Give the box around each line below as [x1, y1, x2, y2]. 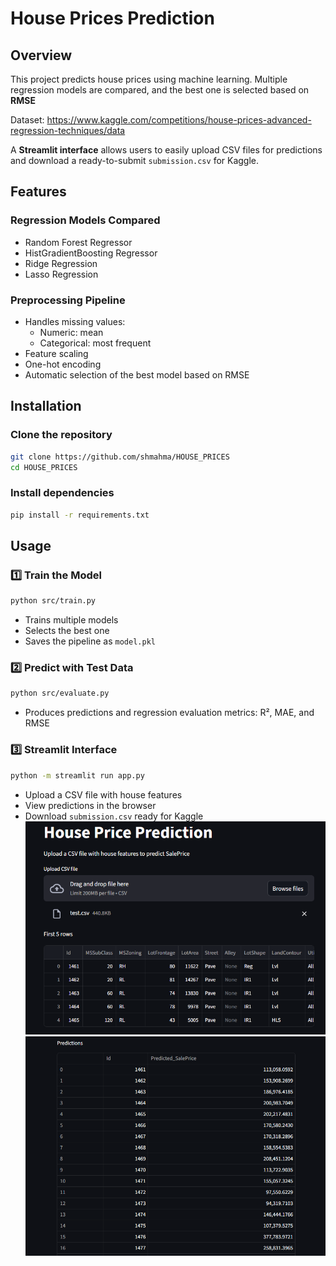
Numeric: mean [39, 326, 104, 338]
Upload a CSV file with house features [24, 788, 183, 801]
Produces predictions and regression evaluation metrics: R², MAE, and [24, 707, 315, 719]
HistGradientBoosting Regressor [24, 247, 158, 259]
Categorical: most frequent [39, 337, 152, 349]
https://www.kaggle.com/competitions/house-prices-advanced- [46, 114, 312, 126]
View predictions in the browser [24, 799, 157, 811]
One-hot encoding [24, 358, 102, 370]
